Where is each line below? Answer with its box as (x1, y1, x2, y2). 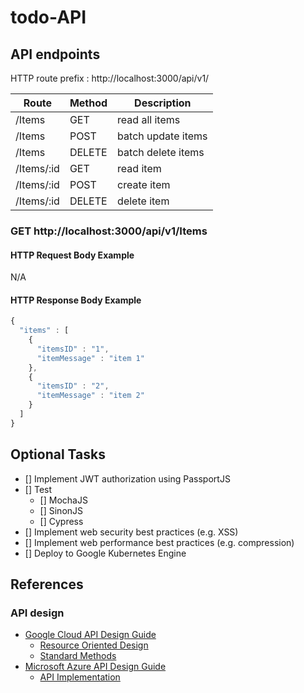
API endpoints (10, 46, 101, 63)
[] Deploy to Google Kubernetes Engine (24, 547, 187, 559)
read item (117, 162, 162, 175)
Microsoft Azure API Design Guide (24, 661, 167, 673)
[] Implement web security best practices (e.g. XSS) (24, 526, 239, 538)
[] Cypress (39, 515, 84, 527)
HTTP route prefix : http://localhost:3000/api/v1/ (10, 72, 210, 84)
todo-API (10, 6, 87, 29)
